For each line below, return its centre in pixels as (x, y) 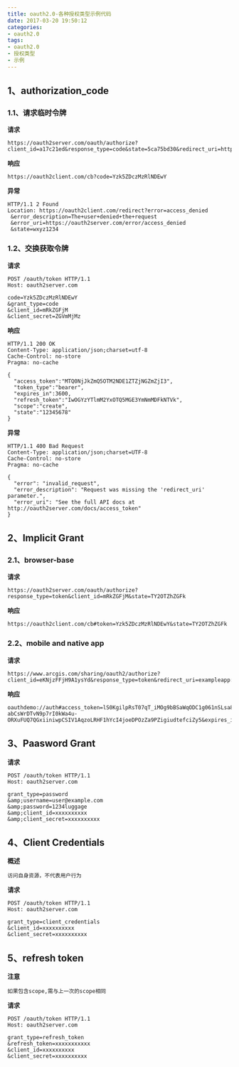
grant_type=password (38, 794)
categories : (25, 27)
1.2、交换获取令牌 (38, 248)
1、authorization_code (58, 91)
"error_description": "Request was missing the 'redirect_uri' (109, 489)
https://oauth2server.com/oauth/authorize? (73, 590)
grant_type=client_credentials (54, 922)
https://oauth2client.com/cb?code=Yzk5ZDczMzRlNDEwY (87, 177)
